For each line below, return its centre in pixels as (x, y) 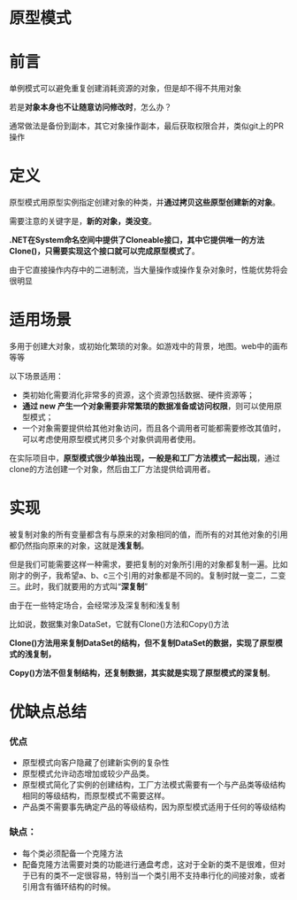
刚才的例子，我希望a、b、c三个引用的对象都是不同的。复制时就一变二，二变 (148, 575)
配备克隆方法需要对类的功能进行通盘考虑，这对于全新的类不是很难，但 (150, 864)
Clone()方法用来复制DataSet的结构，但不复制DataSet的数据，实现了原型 (142, 642)
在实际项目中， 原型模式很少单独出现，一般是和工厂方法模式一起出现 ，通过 (145, 458)
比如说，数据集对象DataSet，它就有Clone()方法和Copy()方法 (119, 624)
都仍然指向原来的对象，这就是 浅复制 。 (79, 545)
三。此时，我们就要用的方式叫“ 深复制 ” (79, 586)
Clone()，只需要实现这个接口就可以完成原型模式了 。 (105, 251)
